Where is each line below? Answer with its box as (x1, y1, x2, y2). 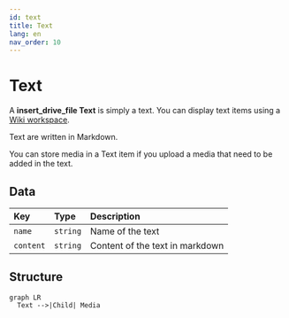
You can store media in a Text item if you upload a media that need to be (9, 149, 273, 159)
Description (89, 210, 141, 222)
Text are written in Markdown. (9, 132, 118, 143)
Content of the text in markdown (89, 240, 224, 252)
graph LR (9, 293, 42, 302)
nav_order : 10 (9, 37, 62, 47)
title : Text (9, 21, 53, 30)
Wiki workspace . (9, 114, 71, 125)
